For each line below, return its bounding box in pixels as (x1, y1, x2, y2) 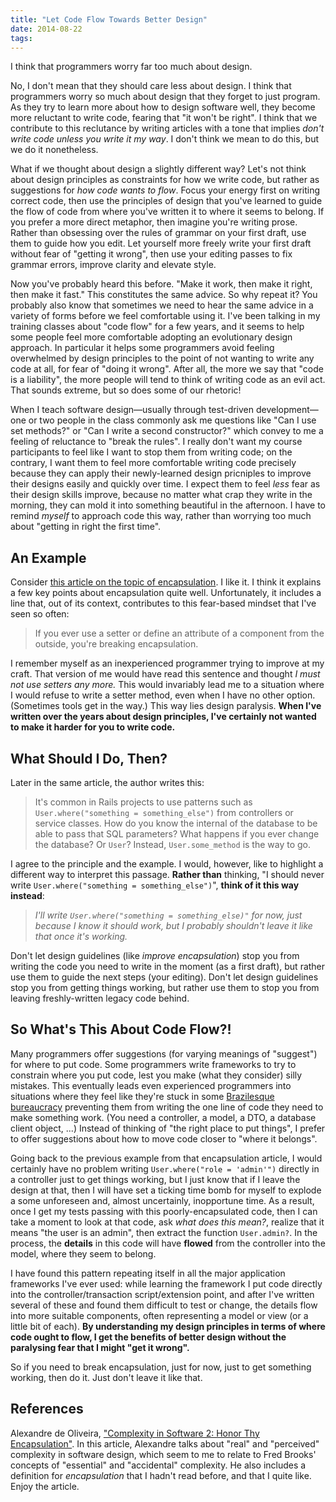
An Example (10, 549, 87, 566)
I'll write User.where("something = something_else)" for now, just (34, 909, 303, 921)
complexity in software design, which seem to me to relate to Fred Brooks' (10, 1448, 317, 1460)
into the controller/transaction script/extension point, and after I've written (10, 1288, 315, 1300)
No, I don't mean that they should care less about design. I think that (10, 80, 292, 92)
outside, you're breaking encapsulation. (34, 638, 199, 650)
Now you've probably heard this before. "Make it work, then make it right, (10, 278, 313, 290)
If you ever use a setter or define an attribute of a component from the (34, 627, 325, 640)
